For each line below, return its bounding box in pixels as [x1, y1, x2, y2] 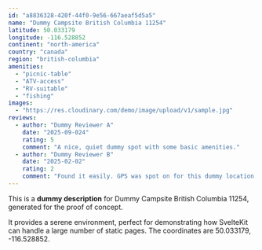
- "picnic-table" [15, 70, 72, 78]
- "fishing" [15, 92, 55, 100]
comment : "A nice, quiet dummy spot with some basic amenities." [22, 143, 241, 151]
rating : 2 [22, 165, 55, 173]
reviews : [8, 114, 37, 122]
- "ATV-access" [15, 77, 65, 85]
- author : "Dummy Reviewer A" [15, 121, 114, 129]
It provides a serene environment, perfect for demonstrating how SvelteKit [8, 217, 249, 226]
